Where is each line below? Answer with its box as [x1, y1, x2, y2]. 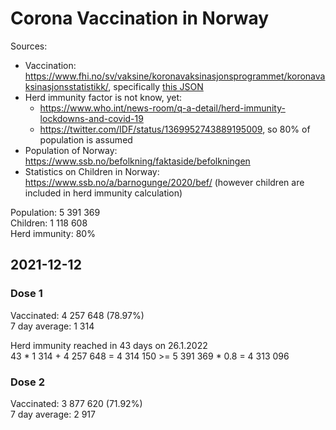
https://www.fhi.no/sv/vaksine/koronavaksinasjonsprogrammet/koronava [24, 70, 326, 82]
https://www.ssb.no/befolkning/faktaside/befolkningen [24, 155, 251, 167]
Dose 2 [10, 375, 45, 389]
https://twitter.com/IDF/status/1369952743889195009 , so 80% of [39, 123, 311, 135]
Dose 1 [10, 287, 43, 301]
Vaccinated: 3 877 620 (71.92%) [10, 397, 143, 409]
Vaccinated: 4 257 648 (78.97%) [10, 309, 145, 321]
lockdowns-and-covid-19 [39, 112, 144, 124]
